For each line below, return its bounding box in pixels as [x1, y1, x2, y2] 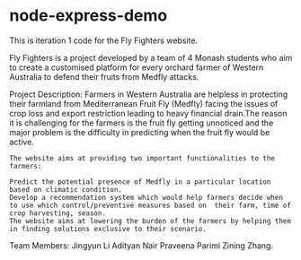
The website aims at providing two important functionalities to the [9, 153, 276, 162]
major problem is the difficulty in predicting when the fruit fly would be [9, 126, 270, 137]
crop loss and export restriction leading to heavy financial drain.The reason [9, 108, 288, 118]
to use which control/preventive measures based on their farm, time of [9, 201, 292, 210]
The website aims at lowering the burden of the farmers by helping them [9, 216, 292, 225]
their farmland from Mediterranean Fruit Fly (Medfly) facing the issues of [9, 98, 279, 108]
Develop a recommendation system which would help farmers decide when [9, 193, 283, 202]
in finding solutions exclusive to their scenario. [9, 224, 207, 233]
